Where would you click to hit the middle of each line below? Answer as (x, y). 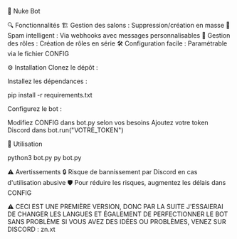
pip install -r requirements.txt (50, 95)
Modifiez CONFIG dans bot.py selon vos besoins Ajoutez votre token (108, 122)
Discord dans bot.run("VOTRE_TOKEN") (65, 130)
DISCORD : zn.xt (31, 229)
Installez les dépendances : (47, 81)
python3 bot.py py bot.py (44, 158)
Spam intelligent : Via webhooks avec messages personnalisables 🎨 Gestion (119, 35)
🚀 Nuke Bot (24, 11)
